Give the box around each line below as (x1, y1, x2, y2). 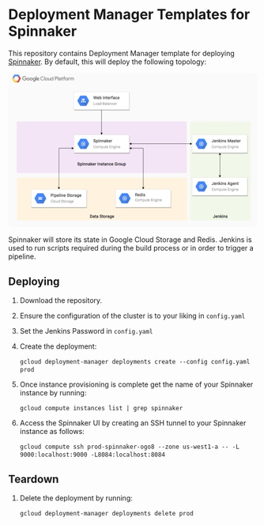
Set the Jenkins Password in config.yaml (19, 327, 153, 336)
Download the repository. (19, 296, 103, 305)
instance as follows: (19, 427, 85, 436)
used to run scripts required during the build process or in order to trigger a (8, 244, 255, 253)
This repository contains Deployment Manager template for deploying (8, 48, 235, 58)
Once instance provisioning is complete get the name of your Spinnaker (19, 380, 254, 389)
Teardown (8, 472, 59, 485)
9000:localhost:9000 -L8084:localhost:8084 (19, 451, 166, 459)
